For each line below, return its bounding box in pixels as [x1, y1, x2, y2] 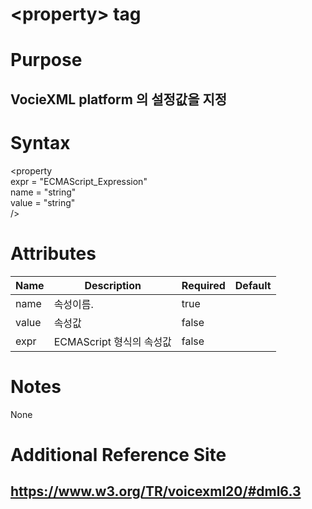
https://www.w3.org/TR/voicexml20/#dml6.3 [10, 483, 302, 500]
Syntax [10, 131, 71, 154]
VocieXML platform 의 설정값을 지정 [10, 91, 228, 108]
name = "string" [10, 186, 77, 198]
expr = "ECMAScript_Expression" [10, 175, 148, 187]
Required [181, 278, 226, 292]
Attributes [10, 242, 97, 265]
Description [84, 278, 142, 292]
